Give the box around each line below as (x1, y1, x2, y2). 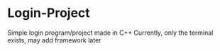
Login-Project (7, 5, 90, 21)
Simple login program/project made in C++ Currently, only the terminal (7, 28, 214, 37)
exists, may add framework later (7, 35, 101, 44)
